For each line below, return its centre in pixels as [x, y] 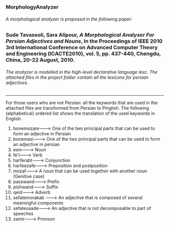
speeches [23, 213]
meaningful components [38, 203]
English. [14, 119]
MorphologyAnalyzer [32, 7]
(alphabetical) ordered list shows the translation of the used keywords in [80, 113]
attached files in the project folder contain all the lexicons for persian [77, 77]
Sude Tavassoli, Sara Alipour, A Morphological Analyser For [80, 35]
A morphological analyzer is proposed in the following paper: [69, 19]
